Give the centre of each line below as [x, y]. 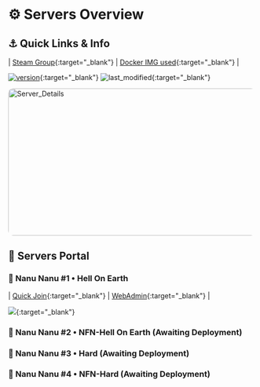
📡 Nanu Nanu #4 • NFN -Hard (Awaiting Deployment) [109, 374]
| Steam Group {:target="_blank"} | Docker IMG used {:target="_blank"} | [124, 62]
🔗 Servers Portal [49, 256]
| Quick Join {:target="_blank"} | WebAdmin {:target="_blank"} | [109, 295]
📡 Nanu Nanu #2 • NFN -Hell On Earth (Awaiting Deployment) [125, 332]
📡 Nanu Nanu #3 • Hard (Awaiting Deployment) [99, 353]
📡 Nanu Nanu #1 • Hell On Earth [68, 279]
